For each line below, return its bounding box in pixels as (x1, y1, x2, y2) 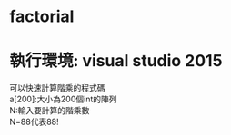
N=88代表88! (9, 116, 59, 128)
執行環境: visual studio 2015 (9, 51, 223, 72)
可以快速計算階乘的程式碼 (9, 82, 105, 93)
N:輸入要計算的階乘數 (9, 105, 90, 116)
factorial (9, 6, 75, 27)
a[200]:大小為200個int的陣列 (9, 93, 117, 105)
